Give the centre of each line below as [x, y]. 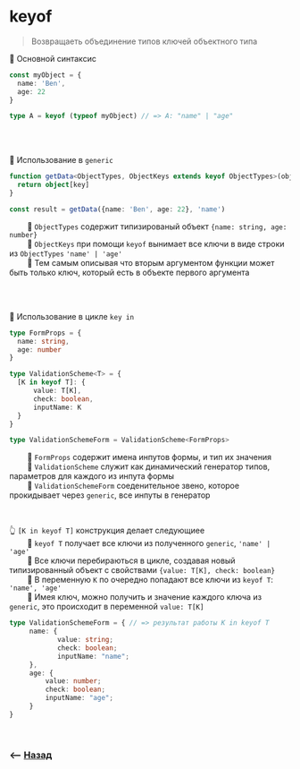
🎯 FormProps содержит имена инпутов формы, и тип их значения [149, 457]
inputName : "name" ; [93, 656]
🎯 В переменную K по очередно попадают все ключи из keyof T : [150, 580]
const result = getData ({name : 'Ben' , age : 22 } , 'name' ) [117, 209]
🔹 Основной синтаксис [53, 58]
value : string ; [85, 640]
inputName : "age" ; [79, 698]
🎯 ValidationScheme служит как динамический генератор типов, [148, 466]
